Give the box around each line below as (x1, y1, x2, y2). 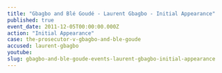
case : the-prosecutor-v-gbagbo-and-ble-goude (7, 36, 141, 43)
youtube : (7, 49, 33, 56)
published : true (7, 17, 54, 24)
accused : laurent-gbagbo (7, 42, 79, 49)
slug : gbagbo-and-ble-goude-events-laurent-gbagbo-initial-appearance (7, 56, 216, 63)
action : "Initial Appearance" (7, 29, 95, 37)
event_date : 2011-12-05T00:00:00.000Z (7, 23, 119, 30)
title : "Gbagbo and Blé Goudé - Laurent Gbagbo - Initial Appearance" (7, 10, 216, 17)
